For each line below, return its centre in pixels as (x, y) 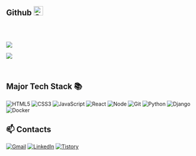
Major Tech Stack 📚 (44, 87)
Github (19, 13)
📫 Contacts (29, 130)
